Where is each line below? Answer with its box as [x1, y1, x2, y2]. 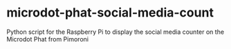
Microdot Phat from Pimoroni [6, 35, 89, 43]
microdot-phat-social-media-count [6, 5, 214, 21]
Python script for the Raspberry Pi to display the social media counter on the [6, 28, 225, 36]
